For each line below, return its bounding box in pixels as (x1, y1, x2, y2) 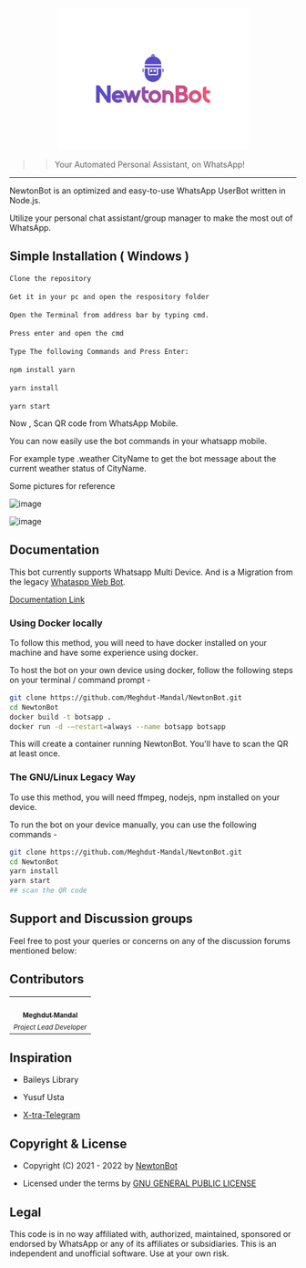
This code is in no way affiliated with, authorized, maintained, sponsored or (9, 1229, 291, 1239)
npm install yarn (9, 365, 76, 374)
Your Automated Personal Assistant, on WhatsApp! (54, 159, 246, 170)
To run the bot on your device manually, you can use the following (9, 819, 257, 830)
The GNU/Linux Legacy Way (9, 771, 137, 784)
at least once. (9, 748, 61, 759)
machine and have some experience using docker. (9, 647, 199, 658)
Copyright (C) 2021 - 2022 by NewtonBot (22, 1160, 178, 1171)
